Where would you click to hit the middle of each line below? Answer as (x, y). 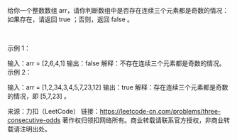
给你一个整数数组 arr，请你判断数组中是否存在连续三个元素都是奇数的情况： (118, 10)
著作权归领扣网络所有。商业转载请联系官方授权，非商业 (143, 120)
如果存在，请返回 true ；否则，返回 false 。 (70, 19)
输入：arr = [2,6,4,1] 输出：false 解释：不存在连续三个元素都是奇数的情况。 (116, 63)
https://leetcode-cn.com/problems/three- (160, 111)
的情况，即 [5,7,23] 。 (39, 96)
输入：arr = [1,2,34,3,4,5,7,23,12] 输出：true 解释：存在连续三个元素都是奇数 (118, 87)
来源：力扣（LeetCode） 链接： (54, 111)
